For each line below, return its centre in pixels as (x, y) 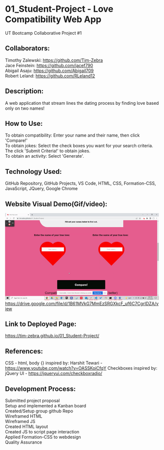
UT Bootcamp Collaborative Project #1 (43, 33)
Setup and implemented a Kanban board (46, 405)
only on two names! (25, 108)
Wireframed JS (20, 421)
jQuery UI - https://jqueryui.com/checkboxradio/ (54, 374)
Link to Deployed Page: (41, 324)
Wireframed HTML (24, 416)
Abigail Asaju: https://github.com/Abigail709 (50, 71)
